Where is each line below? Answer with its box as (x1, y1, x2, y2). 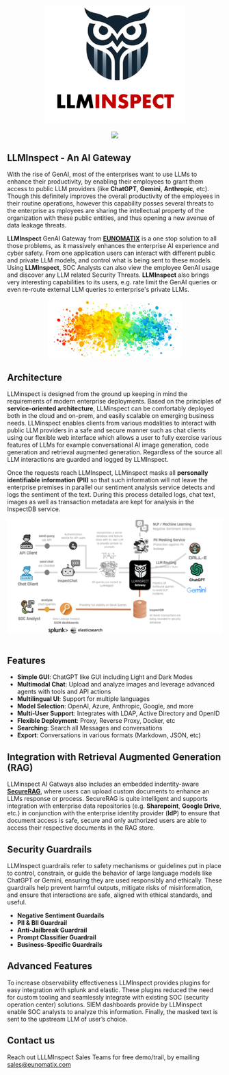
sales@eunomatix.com (7, 1060, 72, 1068)
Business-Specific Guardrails (16, 940, 103, 948)
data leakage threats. (7, 221, 67, 230)
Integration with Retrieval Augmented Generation (7, 751, 221, 763)
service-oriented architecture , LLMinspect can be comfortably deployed (7, 404, 214, 412)
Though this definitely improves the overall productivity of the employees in (7, 192, 220, 200)
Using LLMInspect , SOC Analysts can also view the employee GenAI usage (7, 264, 219, 272)
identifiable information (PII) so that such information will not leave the (7, 476, 208, 484)
